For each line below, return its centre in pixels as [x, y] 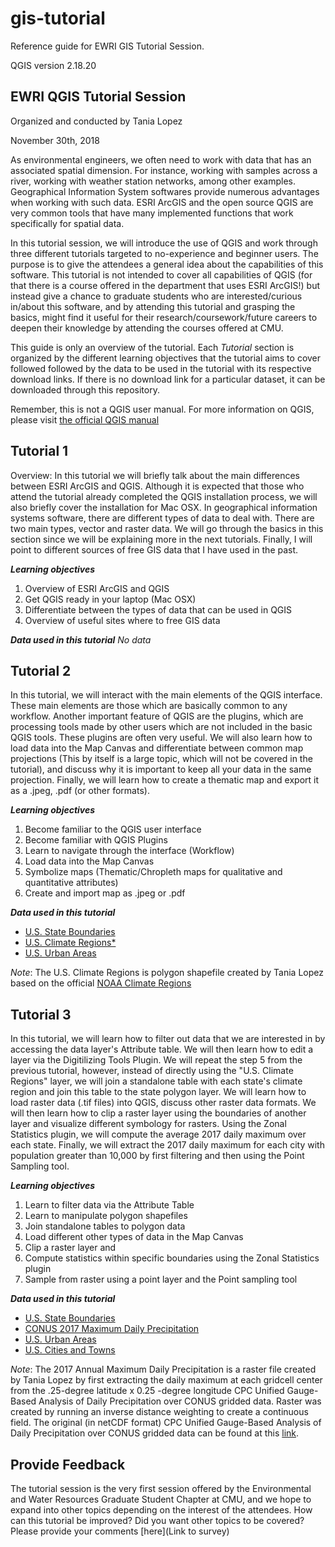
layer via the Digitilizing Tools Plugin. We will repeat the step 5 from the [156, 1060]
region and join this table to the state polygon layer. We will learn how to [158, 1092]
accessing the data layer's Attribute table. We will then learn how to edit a [162, 1049]
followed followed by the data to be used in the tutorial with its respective [161, 368]
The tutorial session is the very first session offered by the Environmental [161, 1488]
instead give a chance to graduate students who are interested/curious [156, 296]
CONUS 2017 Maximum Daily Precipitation [112, 1329]
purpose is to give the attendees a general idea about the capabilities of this [167, 264]
